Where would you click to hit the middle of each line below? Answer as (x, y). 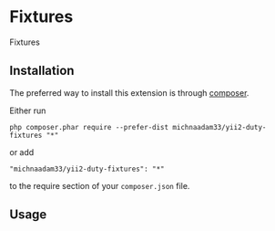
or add (22, 152)
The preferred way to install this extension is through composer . (129, 92)
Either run (28, 110)
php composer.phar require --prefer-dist (89, 127)
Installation (42, 71)
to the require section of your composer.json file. (100, 185)
